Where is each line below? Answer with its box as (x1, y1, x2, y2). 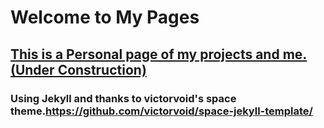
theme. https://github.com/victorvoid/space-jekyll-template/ (10, 104, 313, 118)
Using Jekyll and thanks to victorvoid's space (10, 91, 237, 105)
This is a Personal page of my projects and (10, 46, 280, 63)
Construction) (57, 61, 147, 78)
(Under (10, 61, 55, 78)
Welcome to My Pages (10, 6, 200, 29)
